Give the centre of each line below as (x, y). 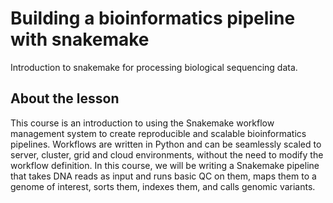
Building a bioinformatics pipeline (153, 18)
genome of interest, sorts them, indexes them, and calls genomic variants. (163, 186)
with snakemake (80, 39)
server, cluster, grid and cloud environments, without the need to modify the (167, 154)
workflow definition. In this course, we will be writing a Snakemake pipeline (165, 165)
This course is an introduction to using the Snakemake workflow (142, 123)
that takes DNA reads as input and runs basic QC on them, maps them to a (163, 176)
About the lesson (65, 98)
